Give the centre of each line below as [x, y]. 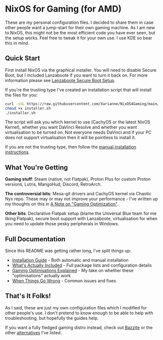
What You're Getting [36, 167]
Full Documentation [35, 239]
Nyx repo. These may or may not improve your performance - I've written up [81, 199]
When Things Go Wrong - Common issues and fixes [64, 281]
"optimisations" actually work [41, 276]
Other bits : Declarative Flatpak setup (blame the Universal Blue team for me [81, 213]
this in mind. [17, 43]
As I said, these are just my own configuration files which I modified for [76, 307]
